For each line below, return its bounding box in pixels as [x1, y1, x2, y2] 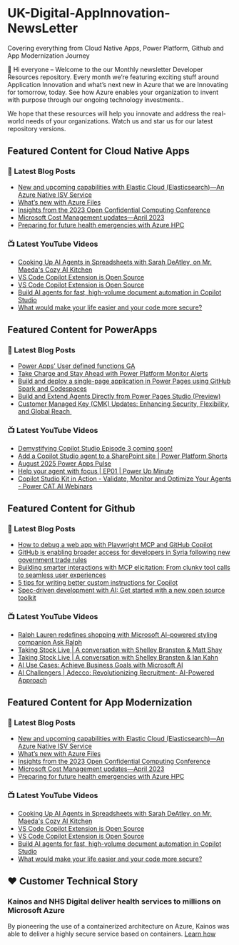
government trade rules [17, 555, 88, 564]
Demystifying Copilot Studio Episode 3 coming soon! [17, 444, 173, 452]
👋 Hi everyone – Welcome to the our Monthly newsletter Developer [7, 65, 203, 73]
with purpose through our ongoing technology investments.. [7, 95, 184, 104]
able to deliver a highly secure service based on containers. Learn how [7, 929, 216, 938]
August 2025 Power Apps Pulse [17, 459, 112, 468]
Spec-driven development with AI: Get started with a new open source [17, 586, 225, 594]
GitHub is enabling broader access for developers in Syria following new [17, 548, 230, 556]
